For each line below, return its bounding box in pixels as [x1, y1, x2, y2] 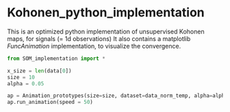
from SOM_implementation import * [7, 55, 106, 62]
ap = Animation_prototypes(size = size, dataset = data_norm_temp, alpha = [7, 92, 213, 100]
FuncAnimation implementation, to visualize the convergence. [7, 42, 181, 50]
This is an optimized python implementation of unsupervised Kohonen [7, 27, 205, 36]
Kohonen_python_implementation [7, 5, 205, 20]
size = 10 [7, 74, 36, 81]
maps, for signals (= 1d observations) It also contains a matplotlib [7, 34, 191, 42]
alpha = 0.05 [7, 80, 44, 87]
